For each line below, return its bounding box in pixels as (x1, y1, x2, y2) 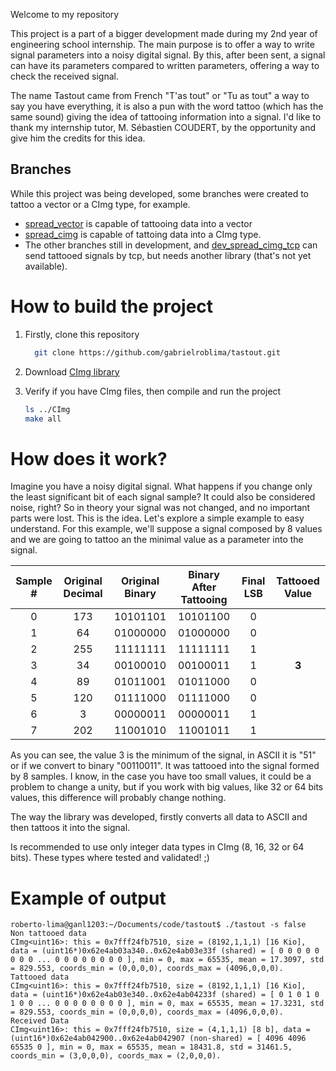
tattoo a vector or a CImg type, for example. (10, 198, 191, 210)
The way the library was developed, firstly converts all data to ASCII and (10, 811, 308, 823)
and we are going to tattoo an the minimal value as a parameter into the (10, 534, 304, 546)
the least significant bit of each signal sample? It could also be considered (10, 491, 316, 503)
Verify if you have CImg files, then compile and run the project (24, 385, 282, 397)
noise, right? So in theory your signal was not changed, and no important (10, 502, 311, 514)
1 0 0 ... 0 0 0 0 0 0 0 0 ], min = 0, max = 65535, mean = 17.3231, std (10, 999, 325, 1009)
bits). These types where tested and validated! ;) (10, 852, 210, 864)
